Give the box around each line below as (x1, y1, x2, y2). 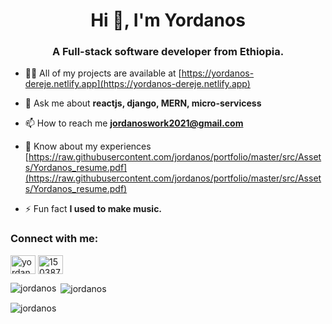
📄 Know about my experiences (24, 140, 152, 153)
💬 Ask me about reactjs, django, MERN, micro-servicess (24, 97, 262, 109)
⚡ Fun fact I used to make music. (24, 203, 163, 215)
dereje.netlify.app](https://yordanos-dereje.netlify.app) (24, 78, 251, 90)
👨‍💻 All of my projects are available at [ (24, 67, 182, 79)
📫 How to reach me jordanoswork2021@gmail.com (24, 117, 244, 129)
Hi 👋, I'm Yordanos (90, 9, 246, 32)
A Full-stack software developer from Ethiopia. (51, 45, 285, 59)
